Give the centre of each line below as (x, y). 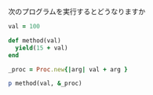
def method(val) (35, 40)
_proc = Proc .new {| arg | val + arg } (68, 69)
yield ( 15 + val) (42, 48)
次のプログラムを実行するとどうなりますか (77, 11)
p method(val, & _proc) (45, 84)
